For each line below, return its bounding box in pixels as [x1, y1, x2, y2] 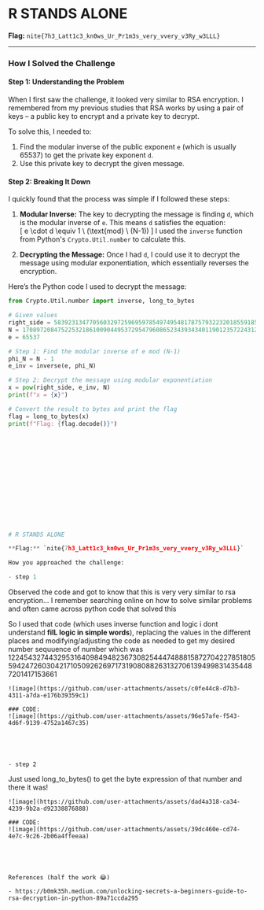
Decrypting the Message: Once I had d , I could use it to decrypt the [19, 250, 240, 260]
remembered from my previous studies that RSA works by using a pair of [8, 103, 244, 113]
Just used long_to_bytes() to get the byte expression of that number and [8, 775, 242, 784]
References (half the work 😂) [8, 874, 111, 882]
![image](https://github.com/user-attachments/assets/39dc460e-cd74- [8, 826, 241, 834]
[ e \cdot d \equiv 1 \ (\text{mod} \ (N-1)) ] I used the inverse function [19, 226, 244, 236]
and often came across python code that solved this [8, 604, 177, 614]
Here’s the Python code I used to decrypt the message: [8, 282, 187, 291]
